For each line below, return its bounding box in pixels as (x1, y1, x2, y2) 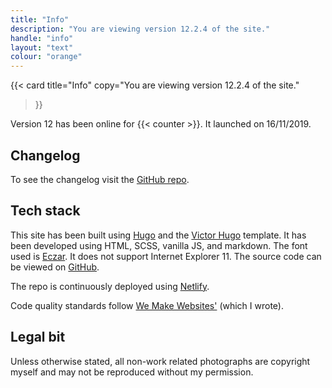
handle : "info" (10, 33, 74, 43)
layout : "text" (10, 42, 74, 53)
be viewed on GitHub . (10, 261, 100, 273)
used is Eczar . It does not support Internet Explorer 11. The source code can (10, 250, 322, 262)
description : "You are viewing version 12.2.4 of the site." (10, 24, 271, 34)
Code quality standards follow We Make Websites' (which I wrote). (10, 299, 284, 311)
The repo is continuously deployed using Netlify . (10, 280, 210, 292)
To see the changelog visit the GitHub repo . (10, 173, 190, 185)
